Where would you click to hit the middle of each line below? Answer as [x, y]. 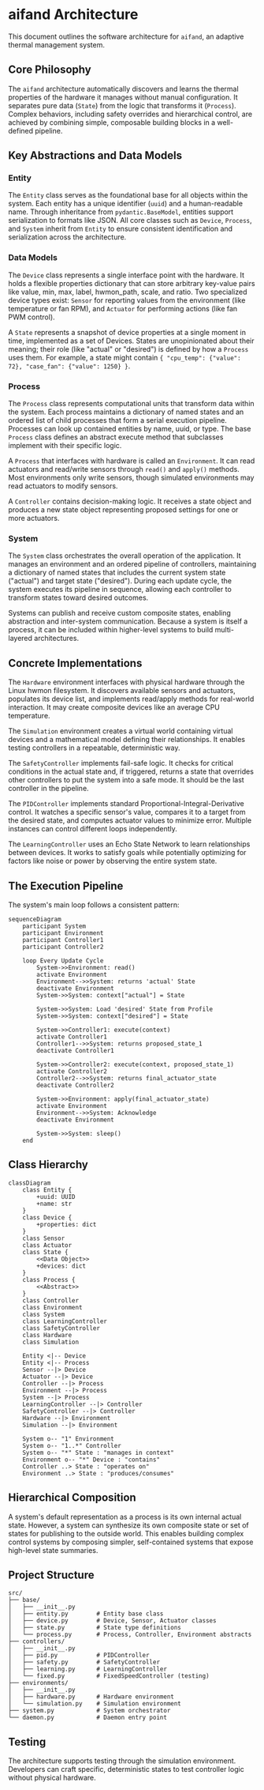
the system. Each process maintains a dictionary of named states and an [126, 412]
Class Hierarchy [48, 1164]
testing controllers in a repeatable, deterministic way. [94, 748]
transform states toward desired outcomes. [78, 597]
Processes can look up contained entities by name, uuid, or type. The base [130, 429]
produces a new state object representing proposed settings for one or [123, 510]
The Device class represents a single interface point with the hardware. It [126, 275]
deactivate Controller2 [75, 1085]
